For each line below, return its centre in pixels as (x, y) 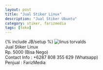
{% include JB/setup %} (29, 42)
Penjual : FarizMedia (26, 63)
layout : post (18, 10)
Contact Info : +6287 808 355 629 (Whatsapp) (51, 57)
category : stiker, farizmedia (36, 23)
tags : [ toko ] (18, 28)
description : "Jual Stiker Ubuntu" (41, 19)
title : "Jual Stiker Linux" (34, 14)
